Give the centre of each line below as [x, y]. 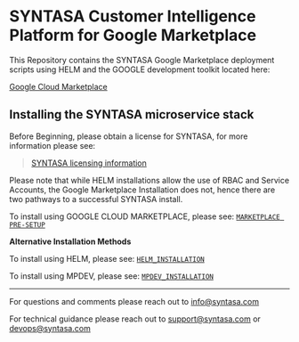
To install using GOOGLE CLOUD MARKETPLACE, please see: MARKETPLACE [145, 216]
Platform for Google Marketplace [133, 35]
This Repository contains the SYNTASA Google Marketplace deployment [142, 60]
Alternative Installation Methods [70, 241]
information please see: [53, 145]
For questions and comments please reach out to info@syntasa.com [134, 301]
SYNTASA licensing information [89, 163]
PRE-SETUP [28, 224]
